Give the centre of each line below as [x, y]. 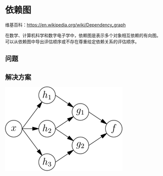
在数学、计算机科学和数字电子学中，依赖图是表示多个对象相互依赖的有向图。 [83, 35]
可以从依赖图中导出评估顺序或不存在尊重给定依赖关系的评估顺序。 [72, 41]
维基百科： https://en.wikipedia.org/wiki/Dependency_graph [65, 25]
